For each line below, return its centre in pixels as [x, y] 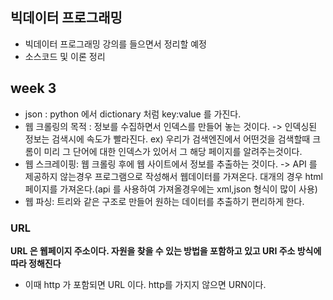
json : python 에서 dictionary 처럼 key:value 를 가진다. [133, 114]
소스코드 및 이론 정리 [65, 56]
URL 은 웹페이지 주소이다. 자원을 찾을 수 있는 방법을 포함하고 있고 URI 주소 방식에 [166, 250]
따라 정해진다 [36, 263]
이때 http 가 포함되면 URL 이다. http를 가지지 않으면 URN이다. [145, 284]
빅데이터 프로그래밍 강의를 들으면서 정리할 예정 [115, 44]
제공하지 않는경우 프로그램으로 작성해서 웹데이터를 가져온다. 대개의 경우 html [174, 176]
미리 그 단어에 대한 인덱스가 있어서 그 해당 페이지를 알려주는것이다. [173, 151]
